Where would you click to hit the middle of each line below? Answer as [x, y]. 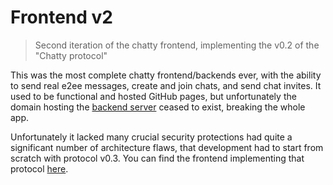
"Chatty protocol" [71, 55]
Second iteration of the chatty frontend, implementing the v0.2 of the [177, 45]
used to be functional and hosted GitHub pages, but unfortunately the [153, 96]
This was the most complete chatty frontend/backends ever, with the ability [166, 75]
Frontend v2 [62, 17]
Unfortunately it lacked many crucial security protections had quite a [151, 137]
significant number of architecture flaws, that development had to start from [167, 147]
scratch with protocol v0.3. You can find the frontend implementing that [157, 158]
